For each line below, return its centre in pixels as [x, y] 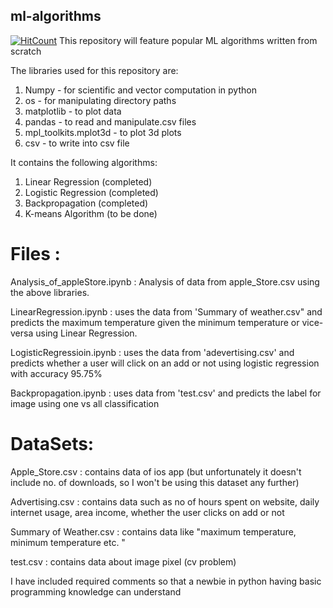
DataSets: [52, 443]
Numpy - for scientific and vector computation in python [140, 90]
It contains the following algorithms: [84, 162]
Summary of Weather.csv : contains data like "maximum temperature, [153, 531]
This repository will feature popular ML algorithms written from [188, 40]
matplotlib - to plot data [73, 111]
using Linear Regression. [86, 333]
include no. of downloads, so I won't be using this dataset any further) [155, 482]
